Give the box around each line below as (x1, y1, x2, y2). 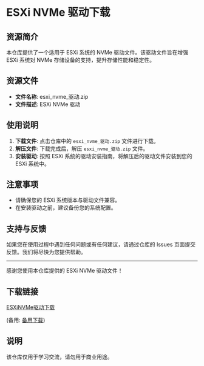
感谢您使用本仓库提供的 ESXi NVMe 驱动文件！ (6, 267, 123, 274)
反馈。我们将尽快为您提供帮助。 (6, 248, 86, 256)
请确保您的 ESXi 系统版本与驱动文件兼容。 (15, 196, 120, 204)
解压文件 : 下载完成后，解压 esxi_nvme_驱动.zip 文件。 (15, 145, 149, 152)
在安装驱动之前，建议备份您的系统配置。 (15, 204, 117, 211)
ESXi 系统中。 (15, 160, 50, 167)
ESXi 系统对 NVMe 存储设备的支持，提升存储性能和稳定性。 (6, 56, 155, 64)
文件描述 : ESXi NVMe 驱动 (15, 101, 81, 108)
